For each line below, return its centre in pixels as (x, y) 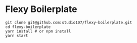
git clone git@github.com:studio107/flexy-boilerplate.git (69, 22)
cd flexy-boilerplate (28, 27)
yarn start (17, 35)
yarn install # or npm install (38, 31)
